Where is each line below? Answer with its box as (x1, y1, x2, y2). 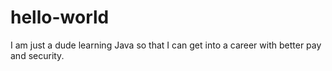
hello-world (10, 6, 110, 29)
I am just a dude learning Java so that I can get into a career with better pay (10, 39, 322, 51)
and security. (10, 49, 65, 61)
